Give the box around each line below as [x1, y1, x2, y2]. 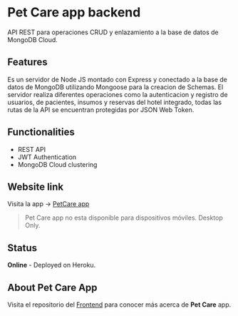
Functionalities [7, 126, 75, 138]
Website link [7, 180, 64, 193]
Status [7, 242, 38, 254]
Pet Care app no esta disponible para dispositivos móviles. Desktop [24, 213, 223, 222]
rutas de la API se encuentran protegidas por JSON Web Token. [7, 105, 195, 114]
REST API [17, 145, 46, 153]
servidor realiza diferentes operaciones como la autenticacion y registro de [7, 90, 228, 98]
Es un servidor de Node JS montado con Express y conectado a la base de [7, 75, 228, 83]
